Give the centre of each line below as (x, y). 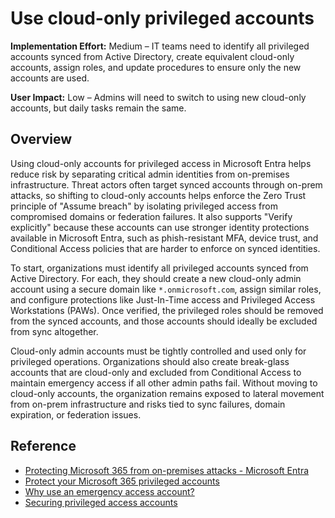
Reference (43, 446)
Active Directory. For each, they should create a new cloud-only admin (156, 278)
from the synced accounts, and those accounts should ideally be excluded (164, 321)
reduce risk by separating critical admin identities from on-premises (150, 174)
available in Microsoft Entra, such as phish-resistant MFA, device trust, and (164, 238)
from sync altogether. (54, 331)
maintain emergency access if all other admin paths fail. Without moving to (164, 383)
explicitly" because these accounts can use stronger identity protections (160, 227)
